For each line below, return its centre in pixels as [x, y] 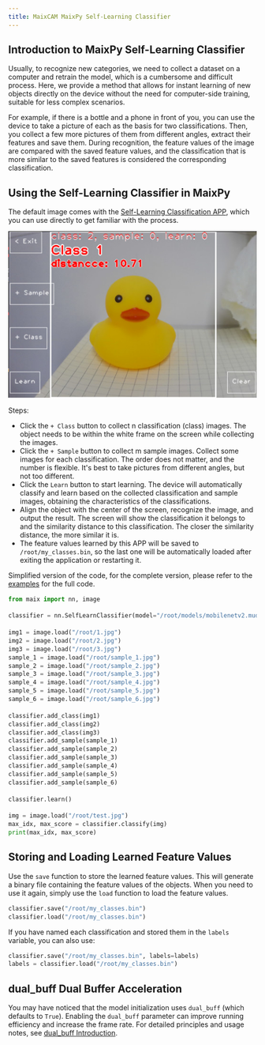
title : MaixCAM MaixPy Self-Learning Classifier [90, 17]
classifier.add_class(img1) [54, 715]
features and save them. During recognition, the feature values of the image [131, 143]
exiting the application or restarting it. [80, 560]
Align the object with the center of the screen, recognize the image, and [136, 509]
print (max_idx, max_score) [52, 833]
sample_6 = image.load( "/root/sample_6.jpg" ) [84, 700]
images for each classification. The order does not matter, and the [127, 459]
